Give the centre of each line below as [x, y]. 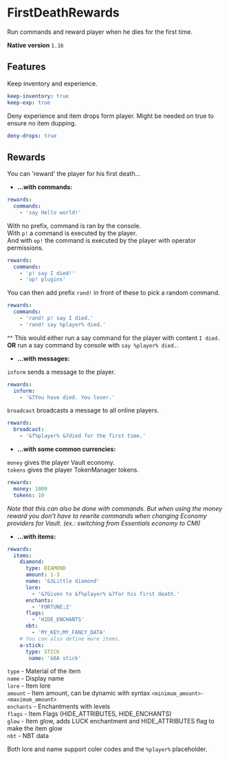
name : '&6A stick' [55, 658]
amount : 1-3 [42, 575]
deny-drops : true [32, 136]
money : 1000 [31, 489]
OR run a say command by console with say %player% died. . [93, 345]
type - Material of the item [44, 671]
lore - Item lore [29, 686]
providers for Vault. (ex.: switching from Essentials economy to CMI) [104, 523]
